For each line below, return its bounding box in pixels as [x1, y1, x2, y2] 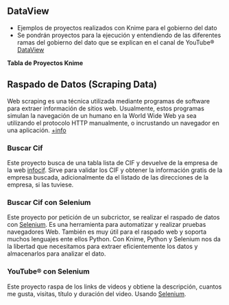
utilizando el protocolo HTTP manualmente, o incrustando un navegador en [7, 119, 219, 127]
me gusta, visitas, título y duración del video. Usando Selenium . [7, 289, 186, 297]
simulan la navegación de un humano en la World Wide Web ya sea [7, 111, 197, 119]
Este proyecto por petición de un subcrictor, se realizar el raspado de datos [7, 213, 220, 221]
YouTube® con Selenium [7, 267, 91, 276]
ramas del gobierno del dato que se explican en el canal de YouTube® [16, 38, 215, 47]
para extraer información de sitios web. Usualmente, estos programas [7, 104, 204, 112]
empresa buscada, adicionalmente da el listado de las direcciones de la [7, 173, 209, 181]
